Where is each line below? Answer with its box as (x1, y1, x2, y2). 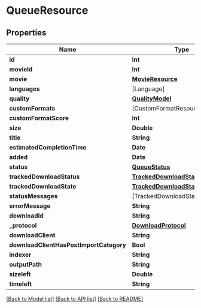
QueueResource (6, 4, 89, 17)
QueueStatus (132, 163, 170, 171)
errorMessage (9, 202, 51, 210)
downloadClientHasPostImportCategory (9, 241, 127, 249)
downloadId (9, 211, 44, 220)
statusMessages (9, 192, 58, 200)
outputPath (9, 261, 42, 268)
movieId (9, 65, 33, 73)
